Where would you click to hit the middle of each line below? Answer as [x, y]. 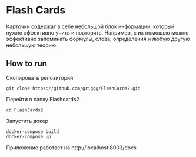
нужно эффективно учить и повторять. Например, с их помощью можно [97, 32]
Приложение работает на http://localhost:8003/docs [71, 148]
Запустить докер [27, 121]
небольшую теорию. [32, 45]
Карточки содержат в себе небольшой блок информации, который [90, 26]
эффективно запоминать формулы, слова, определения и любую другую [98, 39]
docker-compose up [29, 136]
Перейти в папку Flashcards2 [43, 99]
